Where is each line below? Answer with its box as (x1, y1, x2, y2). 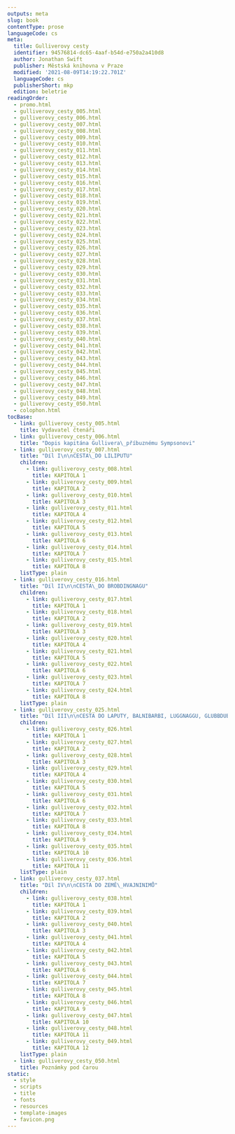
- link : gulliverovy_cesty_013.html (25, 530, 133, 537)
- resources (13, 1103, 49, 1110)
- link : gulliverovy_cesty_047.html (25, 1012, 133, 1019)
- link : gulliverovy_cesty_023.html (25, 674, 133, 681)
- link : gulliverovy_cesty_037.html (13, 875, 120, 882)
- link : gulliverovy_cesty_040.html (25, 921, 133, 928)
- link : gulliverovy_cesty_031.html (25, 791, 133, 798)
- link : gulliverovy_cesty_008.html (25, 466, 133, 473)
